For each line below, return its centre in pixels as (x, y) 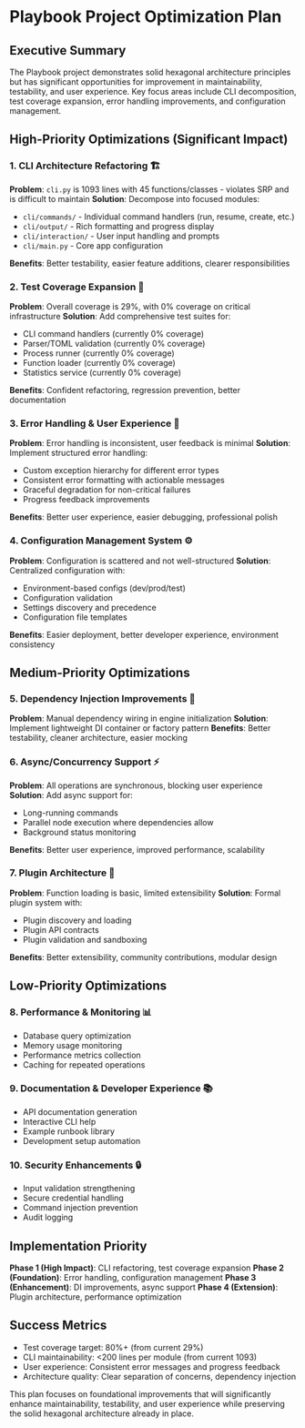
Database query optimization (77, 1036)
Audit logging (48, 1218)
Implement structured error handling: (79, 453)
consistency (32, 644)
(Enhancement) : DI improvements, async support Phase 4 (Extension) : (144, 1287)
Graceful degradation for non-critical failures (107, 490)
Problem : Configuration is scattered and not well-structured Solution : (140, 561)
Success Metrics (58, 1326)
